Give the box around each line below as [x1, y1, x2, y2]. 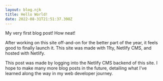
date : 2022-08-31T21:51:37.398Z [5, 16, 72, 21]
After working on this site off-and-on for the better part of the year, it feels [5, 40, 158, 46]
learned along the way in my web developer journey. [5, 71, 113, 77]
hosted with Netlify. [5, 50, 45, 56]
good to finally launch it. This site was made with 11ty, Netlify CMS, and [5, 45, 151, 51]
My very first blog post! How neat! [5, 30, 76, 36]
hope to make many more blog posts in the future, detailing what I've [5, 65, 147, 71]
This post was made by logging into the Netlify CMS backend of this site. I [5, 60, 157, 66]
